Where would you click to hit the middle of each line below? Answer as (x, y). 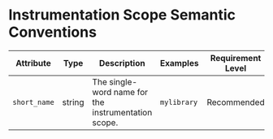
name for (131, 92)
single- (123, 81)
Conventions (53, 32)
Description (122, 63)
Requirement (236, 58)
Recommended (236, 102)
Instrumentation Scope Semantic (122, 15)
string (73, 102)
